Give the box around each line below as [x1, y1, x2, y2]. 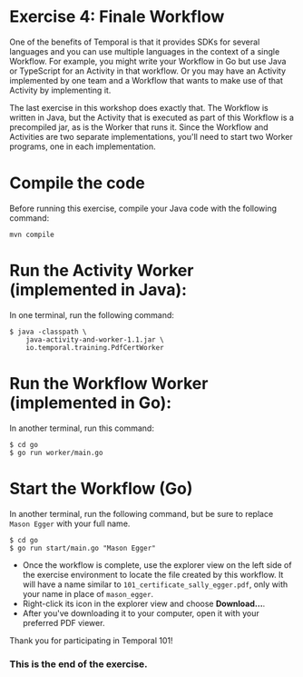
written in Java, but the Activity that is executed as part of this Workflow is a [9, 112, 295, 123]
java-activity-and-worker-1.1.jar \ [25, 334, 165, 344]
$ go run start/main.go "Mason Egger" [9, 543, 156, 553]
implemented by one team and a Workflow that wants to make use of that [9, 75, 284, 85]
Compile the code [9, 173, 145, 194]
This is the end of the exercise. [9, 657, 148, 670]
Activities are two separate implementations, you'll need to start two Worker [9, 131, 293, 142]
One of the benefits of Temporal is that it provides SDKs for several [9, 36, 260, 47]
